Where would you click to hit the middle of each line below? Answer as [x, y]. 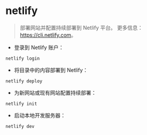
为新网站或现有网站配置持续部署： [55, 92]
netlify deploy [24, 81]
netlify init [21, 103]
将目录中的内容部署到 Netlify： [51, 70]
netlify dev [20, 126]
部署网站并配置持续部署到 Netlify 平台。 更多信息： [81, 27]
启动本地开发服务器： [40, 115]
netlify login [23, 58]
